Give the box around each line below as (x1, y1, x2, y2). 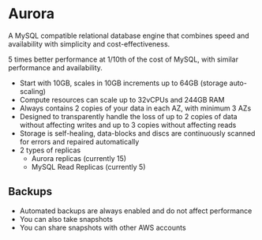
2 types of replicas (19, 145, 81, 155)
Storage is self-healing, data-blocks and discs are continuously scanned (19, 128, 256, 138)
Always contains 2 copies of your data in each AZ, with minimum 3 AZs (19, 103, 252, 113)
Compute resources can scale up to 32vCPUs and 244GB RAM (19, 95, 225, 104)
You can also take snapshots (19, 214, 113, 223)
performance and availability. (8, 62, 103, 72)
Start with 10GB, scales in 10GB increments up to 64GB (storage (19, 78, 228, 88)
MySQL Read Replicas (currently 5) (31, 162, 146, 171)
